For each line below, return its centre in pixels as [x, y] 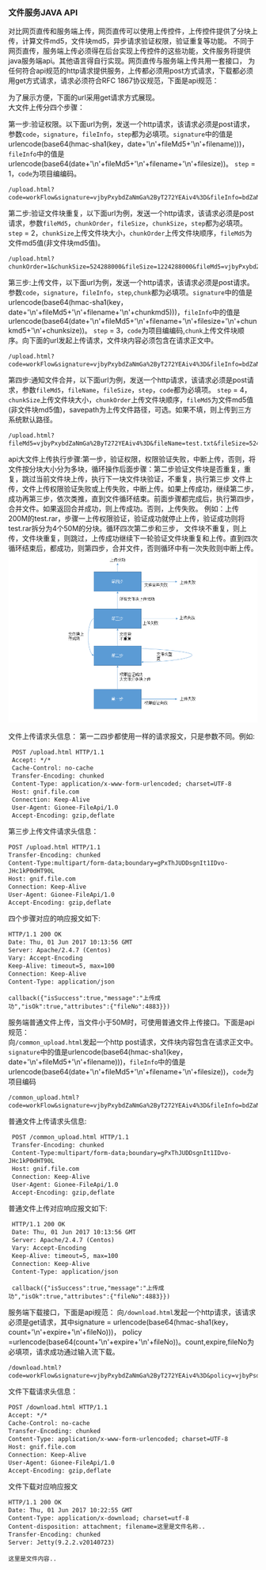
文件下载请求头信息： [43, 1392]
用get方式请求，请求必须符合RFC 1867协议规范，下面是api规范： [114, 81]
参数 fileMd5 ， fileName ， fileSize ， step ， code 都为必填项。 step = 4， [137, 390]
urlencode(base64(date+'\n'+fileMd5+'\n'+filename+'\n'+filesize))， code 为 [131, 1072]
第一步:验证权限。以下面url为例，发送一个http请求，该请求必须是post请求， [131, 124]
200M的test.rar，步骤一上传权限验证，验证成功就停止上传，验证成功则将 [127, 519]
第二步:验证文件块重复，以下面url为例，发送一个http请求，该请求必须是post [131, 213]
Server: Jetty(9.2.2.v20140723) [61, 1543]
